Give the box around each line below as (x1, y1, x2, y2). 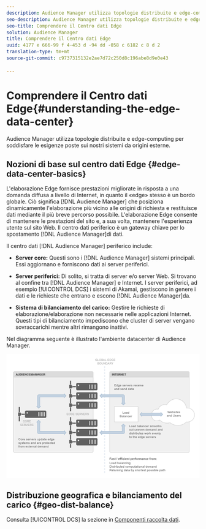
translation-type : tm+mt (6, 49, 70, 55)
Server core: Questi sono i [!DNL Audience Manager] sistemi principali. (15, 254, 196, 261)
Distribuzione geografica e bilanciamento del (6, 490, 182, 501)
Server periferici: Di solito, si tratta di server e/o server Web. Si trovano (15, 272, 197, 280)
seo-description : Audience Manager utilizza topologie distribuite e (6, 16, 188, 23)
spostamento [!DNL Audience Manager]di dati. (6, 230, 124, 238)
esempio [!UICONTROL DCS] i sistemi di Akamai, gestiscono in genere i (15, 285, 196, 293)
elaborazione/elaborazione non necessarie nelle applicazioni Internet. (15, 310, 192, 318)
